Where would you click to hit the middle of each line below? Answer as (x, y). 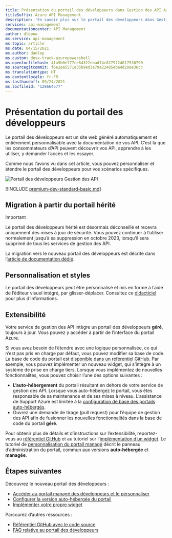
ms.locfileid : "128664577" (34, 86)
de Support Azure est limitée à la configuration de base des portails (84, 402)
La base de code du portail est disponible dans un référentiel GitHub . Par (82, 359)
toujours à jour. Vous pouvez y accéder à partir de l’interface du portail (80, 332)
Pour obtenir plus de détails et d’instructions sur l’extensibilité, (71, 433)
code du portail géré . (35, 423)
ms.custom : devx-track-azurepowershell (48, 58)
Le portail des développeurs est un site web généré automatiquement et (81, 137)
